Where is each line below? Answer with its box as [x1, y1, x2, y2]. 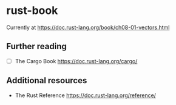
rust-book [6, 4, 58, 18]
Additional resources [6, 75, 87, 86]
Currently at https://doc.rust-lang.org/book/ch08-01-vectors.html [6, 24, 170, 31]
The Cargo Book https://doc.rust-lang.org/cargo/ [15, 57, 138, 64]
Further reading [6, 41, 67, 52]
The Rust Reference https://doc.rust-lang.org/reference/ [15, 92, 157, 99]
